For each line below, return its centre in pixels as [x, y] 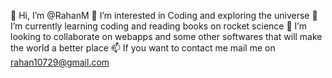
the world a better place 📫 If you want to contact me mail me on [143, 48]
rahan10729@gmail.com [60, 62]
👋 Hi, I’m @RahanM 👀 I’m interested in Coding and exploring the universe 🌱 [164, 15]
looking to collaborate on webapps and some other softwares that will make [166, 36]
